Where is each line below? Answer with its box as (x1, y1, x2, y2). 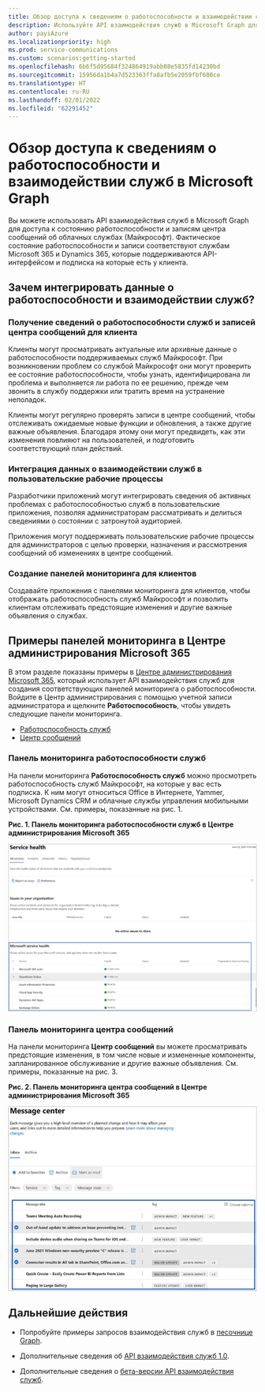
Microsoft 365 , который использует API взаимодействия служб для (8, 676, 235, 685)
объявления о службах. (8, 611, 88, 621)
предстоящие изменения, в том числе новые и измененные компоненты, (8, 1050, 256, 1060)
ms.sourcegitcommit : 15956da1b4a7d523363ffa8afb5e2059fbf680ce (8, 71, 221, 79)
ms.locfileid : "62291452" (8, 104, 93, 112)
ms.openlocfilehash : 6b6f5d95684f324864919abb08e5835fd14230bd (8, 63, 221, 71)
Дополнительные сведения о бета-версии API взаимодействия (19, 1366, 234, 1375)
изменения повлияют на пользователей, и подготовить (8, 435, 195, 445)
